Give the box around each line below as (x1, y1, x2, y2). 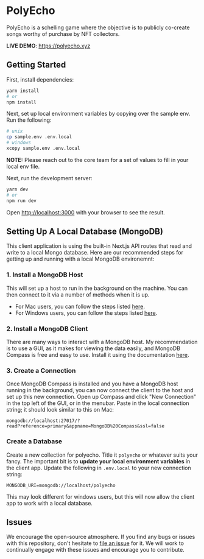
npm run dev (6, 197, 37, 204)
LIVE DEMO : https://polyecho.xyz (6, 42, 91, 49)
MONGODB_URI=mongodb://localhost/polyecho (6, 482, 116, 488)
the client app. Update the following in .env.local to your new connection (6, 464, 192, 471)
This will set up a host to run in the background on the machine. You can (6, 284, 188, 292)
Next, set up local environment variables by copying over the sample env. (6, 110, 191, 118)
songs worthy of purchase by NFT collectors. (6, 30, 120, 37)
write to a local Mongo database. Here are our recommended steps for (6, 249, 184, 256)
